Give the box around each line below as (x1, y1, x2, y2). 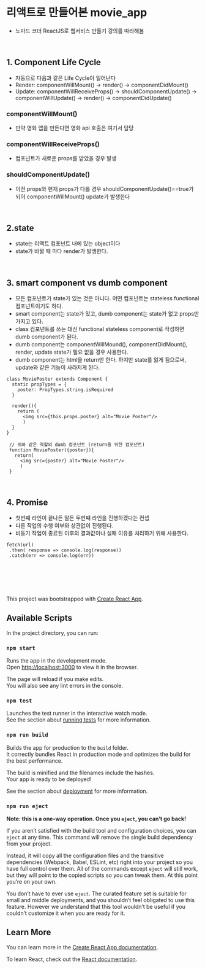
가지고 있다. (15, 317, 44, 325)
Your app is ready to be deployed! (6, 775, 92, 783)
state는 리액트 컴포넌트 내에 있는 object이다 (15, 240, 121, 247)
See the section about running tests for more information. (6, 716, 151, 723)
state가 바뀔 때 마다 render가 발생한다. (15, 247, 108, 255)
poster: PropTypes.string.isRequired (17, 387, 114, 393)
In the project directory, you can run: (6, 629, 99, 636)
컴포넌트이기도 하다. (15, 302, 63, 310)
